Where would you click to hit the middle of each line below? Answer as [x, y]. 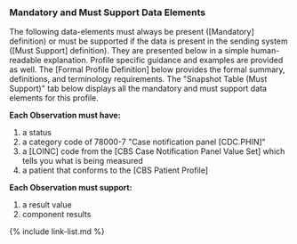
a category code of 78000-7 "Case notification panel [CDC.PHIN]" [144, 142]
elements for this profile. [54, 98]
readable [25, 61]
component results [56, 215]
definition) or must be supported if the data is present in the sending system [149, 41]
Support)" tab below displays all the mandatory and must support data [138, 89]
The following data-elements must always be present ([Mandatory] [132, 32]
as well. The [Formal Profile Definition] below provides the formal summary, [148, 69]
